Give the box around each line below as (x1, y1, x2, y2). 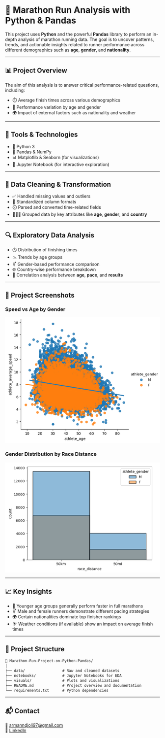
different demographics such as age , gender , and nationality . (5, 47, 131, 53)
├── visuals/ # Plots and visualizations (5, 678, 120, 683)
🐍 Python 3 (12, 143, 35, 149)
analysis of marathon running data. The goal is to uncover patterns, (18, 36, 154, 42)
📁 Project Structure (5, 645, 65, 653)
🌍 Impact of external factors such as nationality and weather (12, 109, 136, 115)
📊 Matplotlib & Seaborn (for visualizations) (12, 154, 99, 160)
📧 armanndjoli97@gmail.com (5, 722, 63, 728)
